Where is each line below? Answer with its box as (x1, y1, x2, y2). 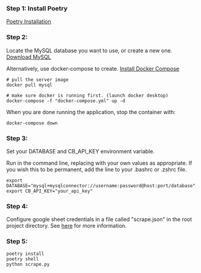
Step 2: (6, 33, 28, 42)
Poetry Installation (6, 18, 51, 25)
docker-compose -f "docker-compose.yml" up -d (6, 98, 126, 104)
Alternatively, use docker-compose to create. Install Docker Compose (6, 65, 180, 72)
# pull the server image (6, 77, 69, 83)
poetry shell (6, 256, 39, 262)
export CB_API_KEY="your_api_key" (6, 188, 94, 194)
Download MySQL (6, 53, 51, 60)
